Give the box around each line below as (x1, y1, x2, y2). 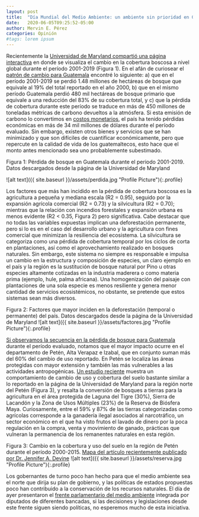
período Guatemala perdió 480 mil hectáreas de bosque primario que (6, 90, 175, 97)
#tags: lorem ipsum (6, 36, 54, 42)
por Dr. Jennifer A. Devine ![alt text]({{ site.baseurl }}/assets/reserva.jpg (6, 455, 182, 462)
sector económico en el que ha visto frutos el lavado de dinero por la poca (6, 418, 188, 425)
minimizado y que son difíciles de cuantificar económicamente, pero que (6, 134, 184, 141)
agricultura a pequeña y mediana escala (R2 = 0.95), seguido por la (6, 194, 171, 201)
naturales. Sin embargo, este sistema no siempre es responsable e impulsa (6, 251, 189, 258)
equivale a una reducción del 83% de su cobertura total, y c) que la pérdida (6, 97, 191, 104)
